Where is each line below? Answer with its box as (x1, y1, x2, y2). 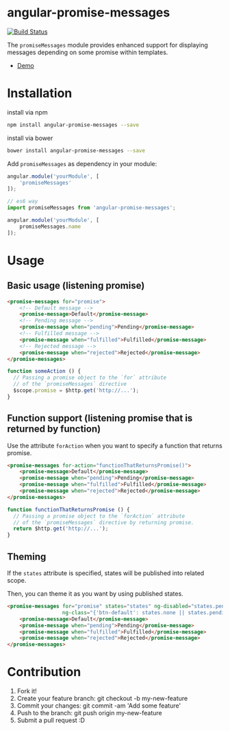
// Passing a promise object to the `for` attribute (13, 374, 167, 382)
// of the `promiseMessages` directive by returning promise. (13, 519, 194, 526)
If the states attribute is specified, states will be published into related (7, 569, 205, 577)
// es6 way (7, 198, 38, 205)
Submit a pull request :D (16, 716, 86, 725)
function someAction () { (7, 368, 81, 375)
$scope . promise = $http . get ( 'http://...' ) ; (13, 387, 139, 394)
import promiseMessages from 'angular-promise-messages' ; (7, 205, 176, 211)
